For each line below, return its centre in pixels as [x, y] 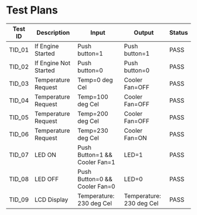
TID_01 [19, 49]
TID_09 [19, 199]
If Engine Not [52, 63]
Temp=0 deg [95, 80]
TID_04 [19, 100]
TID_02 [19, 66]
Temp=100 [93, 96]
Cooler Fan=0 [96, 186]
